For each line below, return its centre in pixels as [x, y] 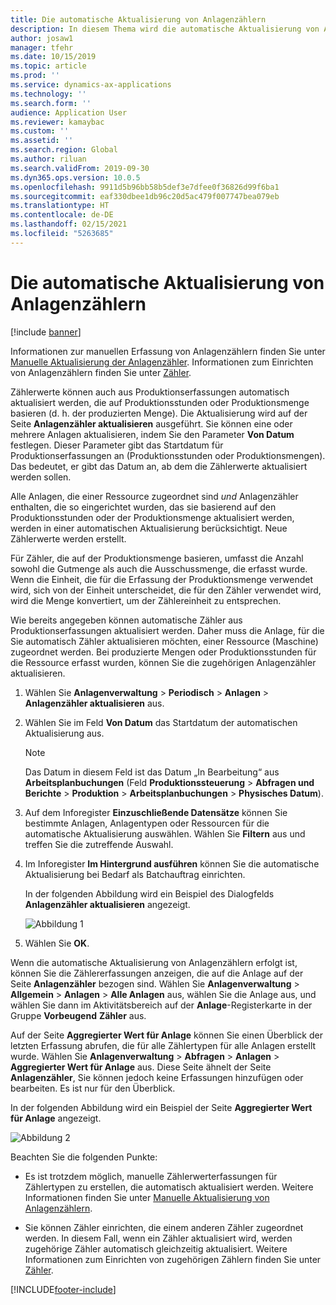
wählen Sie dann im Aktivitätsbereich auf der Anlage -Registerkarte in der [161, 1005]
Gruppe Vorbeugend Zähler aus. [78, 1015]
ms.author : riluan [48, 159]
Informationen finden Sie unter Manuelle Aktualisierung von [147, 1197]
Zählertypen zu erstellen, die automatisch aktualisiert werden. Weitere [169, 1187]
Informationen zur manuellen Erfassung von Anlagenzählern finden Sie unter [168, 351]
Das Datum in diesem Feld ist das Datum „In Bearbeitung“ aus [152, 772]
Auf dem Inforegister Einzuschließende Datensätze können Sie [156, 812]
